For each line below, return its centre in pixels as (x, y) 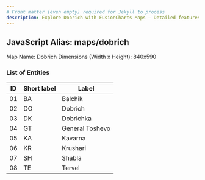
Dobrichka (77, 118)
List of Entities (28, 72)
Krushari (74, 148)
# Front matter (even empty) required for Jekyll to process (86, 12)
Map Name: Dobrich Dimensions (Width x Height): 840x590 (81, 57)
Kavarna (74, 138)
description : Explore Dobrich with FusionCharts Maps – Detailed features (103, 18)
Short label (40, 88)
